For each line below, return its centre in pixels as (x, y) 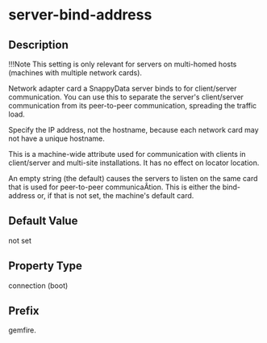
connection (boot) (38, 286)
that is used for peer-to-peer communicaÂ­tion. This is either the (115, 187)
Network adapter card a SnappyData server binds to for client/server (123, 88)
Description (38, 45)
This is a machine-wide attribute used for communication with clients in (127, 154)
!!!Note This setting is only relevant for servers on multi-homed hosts (123, 64)
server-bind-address (80, 15)
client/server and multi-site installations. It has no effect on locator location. (134, 163)
